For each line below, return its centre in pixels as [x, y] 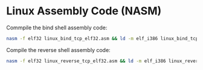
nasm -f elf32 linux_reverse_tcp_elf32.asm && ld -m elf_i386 [86, 61]
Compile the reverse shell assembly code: [58, 50]
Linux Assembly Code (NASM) [84, 11]
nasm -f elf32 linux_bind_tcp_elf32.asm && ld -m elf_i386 [82, 38]
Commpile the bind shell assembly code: [57, 28]
